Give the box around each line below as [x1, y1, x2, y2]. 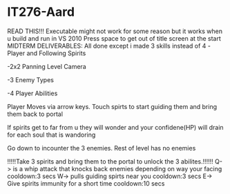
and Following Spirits [26, 49, 86, 57]
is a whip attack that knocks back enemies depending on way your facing [12, 164, 222, 173]
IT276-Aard [7, 4, 75, 20]
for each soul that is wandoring [7, 130, 96, 139]
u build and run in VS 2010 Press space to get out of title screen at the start [7, 34, 221, 42]
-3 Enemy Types [7, 75, 54, 84]
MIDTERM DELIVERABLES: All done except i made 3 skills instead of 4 [7, 41, 207, 50]
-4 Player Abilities [7, 89, 58, 97]
